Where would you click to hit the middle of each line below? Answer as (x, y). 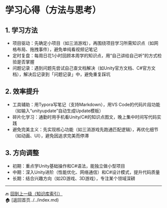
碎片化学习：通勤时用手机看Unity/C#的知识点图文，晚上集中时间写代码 (84, 117)
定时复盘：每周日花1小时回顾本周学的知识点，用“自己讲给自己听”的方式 (85, 56)
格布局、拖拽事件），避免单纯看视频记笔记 (55, 49)
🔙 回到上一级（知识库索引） (34, 194)
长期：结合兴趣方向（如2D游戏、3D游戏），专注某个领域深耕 (74, 178)
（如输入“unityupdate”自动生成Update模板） (58, 111)
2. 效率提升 (22, 92)
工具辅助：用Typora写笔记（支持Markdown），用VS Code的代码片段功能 (86, 104)
